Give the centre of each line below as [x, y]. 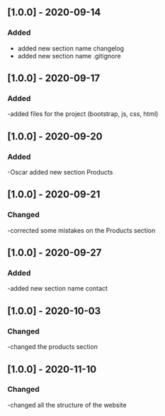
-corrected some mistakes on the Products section [81, 230]
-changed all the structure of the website [67, 405]
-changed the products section [52, 347]
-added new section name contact [58, 288]
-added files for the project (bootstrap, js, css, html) [83, 114]
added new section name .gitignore [69, 56]
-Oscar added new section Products [60, 172]
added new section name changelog [71, 48]
